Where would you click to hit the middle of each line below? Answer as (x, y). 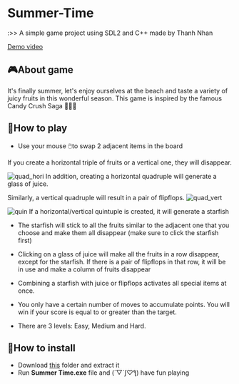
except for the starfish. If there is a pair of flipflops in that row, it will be (122, 261)
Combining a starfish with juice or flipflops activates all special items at (122, 283)
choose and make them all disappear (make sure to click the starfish (118, 232)
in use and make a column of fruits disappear (84, 269)
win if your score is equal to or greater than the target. (97, 312)
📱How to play (37, 129)
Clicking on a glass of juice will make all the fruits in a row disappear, (118, 254)
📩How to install (42, 348)
